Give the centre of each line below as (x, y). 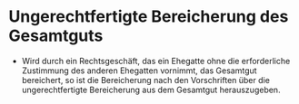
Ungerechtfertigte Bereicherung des (149, 17)
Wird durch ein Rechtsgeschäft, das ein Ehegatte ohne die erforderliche (156, 61)
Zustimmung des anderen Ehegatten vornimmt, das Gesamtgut (139, 71)
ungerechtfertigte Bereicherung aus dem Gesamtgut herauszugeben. (151, 90)
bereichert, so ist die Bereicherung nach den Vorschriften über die (145, 80)
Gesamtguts (56, 36)
